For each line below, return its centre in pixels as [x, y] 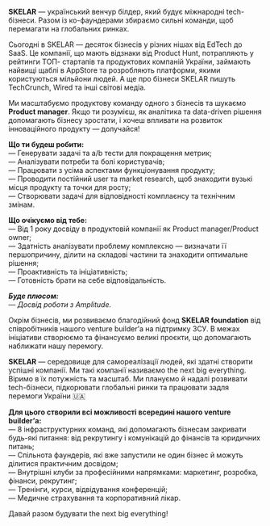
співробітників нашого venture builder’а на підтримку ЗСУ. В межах [124, 329]
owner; [20, 237]
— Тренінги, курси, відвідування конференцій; [88, 489]
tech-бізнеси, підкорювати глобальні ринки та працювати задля [119, 387]
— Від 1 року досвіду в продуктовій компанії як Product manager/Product [134, 229]
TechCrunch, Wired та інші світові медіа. [77, 87]
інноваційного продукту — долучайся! [74, 129]
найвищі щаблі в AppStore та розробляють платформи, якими [114, 70]
